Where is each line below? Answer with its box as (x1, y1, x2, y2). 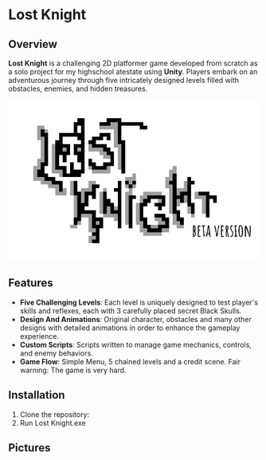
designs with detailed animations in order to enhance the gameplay (19, 323, 241, 332)
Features (8, 277, 53, 290)
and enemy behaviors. (19, 348, 93, 358)
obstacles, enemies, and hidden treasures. (8, 84, 148, 93)
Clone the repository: (19, 409, 90, 419)
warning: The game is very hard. (19, 365, 127, 375)
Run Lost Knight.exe (19, 418, 86, 427)
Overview (8, 37, 58, 51)
